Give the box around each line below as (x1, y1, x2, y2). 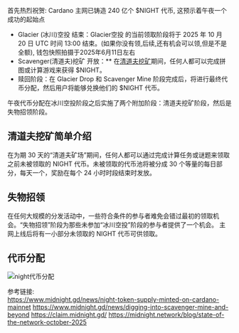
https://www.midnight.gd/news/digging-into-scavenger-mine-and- (32, 303, 229, 312)
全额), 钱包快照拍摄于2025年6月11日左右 (17, 48, 136, 56)
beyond (7, 310, 30, 319)
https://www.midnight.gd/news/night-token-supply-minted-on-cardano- (7, 295, 220, 304)
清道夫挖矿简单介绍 (7, 130, 92, 142)
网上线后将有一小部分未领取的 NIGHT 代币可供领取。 (7, 229, 162, 238)
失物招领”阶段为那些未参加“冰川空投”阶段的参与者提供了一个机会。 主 (22, 220, 226, 229)
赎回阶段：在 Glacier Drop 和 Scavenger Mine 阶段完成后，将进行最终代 (17, 75, 228, 83)
